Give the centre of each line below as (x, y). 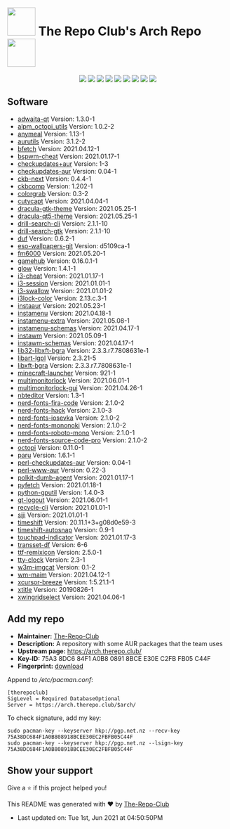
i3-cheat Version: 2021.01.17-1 (60, 276)
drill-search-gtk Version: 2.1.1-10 (64, 231)
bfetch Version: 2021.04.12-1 (58, 148)
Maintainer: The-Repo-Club (58, 636)
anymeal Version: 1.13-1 (51, 134)
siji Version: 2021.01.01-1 (53, 515)
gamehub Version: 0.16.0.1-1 (57, 261)
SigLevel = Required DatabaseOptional (64, 699)
